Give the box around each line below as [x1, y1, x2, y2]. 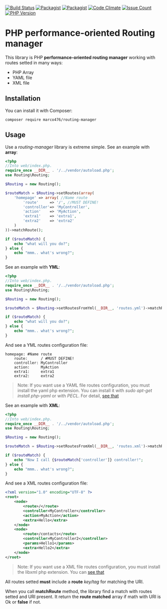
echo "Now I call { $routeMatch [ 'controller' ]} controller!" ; [14, 457, 143, 462]
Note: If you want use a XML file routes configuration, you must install [17, 564, 161, 570]
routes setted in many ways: [5, 60, 63, 66]
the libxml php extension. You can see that [17, 569, 104, 575]
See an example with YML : [5, 264, 60, 270]
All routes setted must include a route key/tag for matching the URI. [5, 579, 144, 585]
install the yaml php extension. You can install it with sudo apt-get [17, 387, 153, 393]
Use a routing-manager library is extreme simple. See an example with [5, 144, 150, 150]
